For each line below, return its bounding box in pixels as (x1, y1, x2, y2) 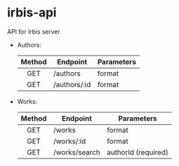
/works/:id (53, 136, 86, 145)
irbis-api (7, 5, 57, 21)
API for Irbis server (7, 27, 60, 36)
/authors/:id (53, 80, 91, 89)
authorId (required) (106, 147, 169, 157)
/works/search (53, 147, 101, 157)
